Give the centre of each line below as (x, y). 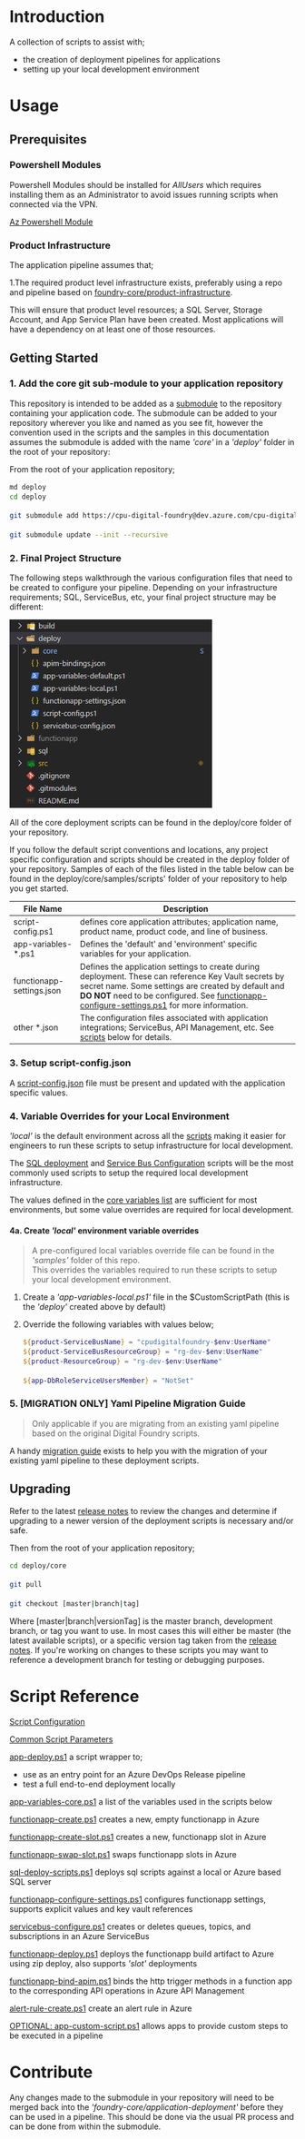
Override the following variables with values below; (118, 1324)
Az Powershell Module (51, 222)
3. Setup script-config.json (70, 1063)
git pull (26, 1585)
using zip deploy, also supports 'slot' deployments (103, 1963)
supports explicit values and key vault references (101, 1908)
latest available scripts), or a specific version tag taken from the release (143, 1640)
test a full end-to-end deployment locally (99, 1784)
